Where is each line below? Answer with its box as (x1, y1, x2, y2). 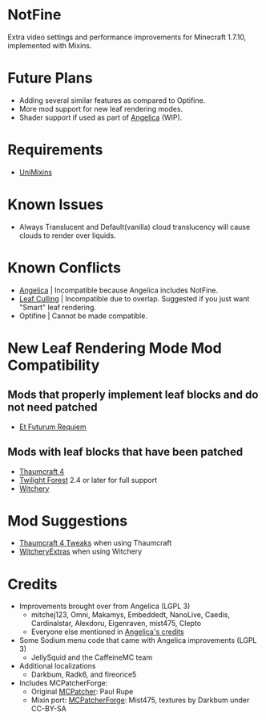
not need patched (7, 400, 98, 415)
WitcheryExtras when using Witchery (18, 546, 143, 556)
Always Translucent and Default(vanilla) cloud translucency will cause (18, 222, 251, 231)
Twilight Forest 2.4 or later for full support (18, 475, 158, 485)
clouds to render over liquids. (18, 231, 117, 240)
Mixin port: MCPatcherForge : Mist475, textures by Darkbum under (30, 695, 250, 705)
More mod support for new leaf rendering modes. (18, 104, 183, 113)
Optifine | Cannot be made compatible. (18, 311, 147, 321)
